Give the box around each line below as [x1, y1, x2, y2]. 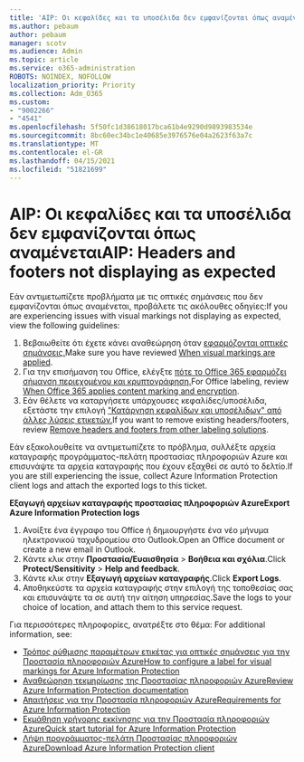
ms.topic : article [9, 55, 79, 64]
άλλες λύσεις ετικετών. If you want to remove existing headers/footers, [22, 414, 290, 425]
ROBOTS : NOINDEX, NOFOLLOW [9, 72, 111, 81]
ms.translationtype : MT [9, 139, 100, 148]
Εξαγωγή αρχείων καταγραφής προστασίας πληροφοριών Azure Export [9, 498, 290, 509]
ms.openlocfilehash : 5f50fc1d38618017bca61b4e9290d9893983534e [9, 123, 253, 132]
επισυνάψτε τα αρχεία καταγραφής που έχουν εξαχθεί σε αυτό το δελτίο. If [9, 461, 293, 471]
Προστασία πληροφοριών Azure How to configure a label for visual [22, 656, 272, 667]
